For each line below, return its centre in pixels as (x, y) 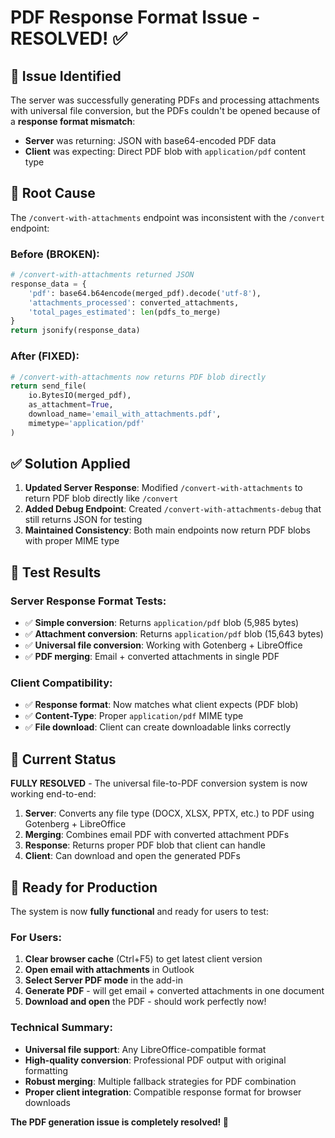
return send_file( (48, 386)
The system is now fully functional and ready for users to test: (139, 912)
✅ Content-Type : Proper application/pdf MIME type (134, 716)
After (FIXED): (45, 356)
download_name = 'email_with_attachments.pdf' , (125, 414)
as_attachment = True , (71, 405)
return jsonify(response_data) (75, 331)
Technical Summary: (61, 1028)
